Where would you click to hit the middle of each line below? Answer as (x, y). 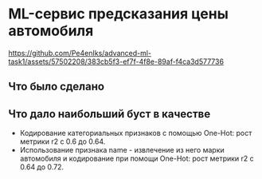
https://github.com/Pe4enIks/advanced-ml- (80, 53)
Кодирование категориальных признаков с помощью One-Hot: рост (136, 133)
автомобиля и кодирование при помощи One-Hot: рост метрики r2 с (137, 159)
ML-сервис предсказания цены (119, 14)
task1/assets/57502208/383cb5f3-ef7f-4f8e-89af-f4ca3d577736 (116, 62)
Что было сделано (57, 87)
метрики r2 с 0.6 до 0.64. (63, 141)
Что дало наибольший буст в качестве (109, 114)
